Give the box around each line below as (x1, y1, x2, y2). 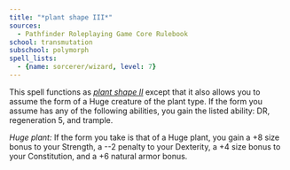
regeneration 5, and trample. (9, 114, 114, 125)
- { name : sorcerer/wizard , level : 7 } (17, 63, 157, 72)
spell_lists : (9, 54, 58, 63)
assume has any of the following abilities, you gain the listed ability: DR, (9, 105, 270, 116)
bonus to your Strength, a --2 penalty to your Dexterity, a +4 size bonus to (9, 141, 281, 151)
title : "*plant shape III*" (9, 12, 114, 22)
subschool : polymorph (9, 46, 90, 55)
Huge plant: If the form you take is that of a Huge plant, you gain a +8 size (9, 132, 280, 143)
